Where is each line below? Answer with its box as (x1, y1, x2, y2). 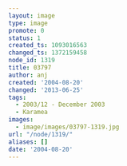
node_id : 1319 (8, 57, 56, 65)
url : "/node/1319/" (8, 130, 73, 138)
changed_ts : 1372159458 (8, 49, 88, 57)
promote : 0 (8, 26, 45, 34)
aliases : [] (8, 137, 48, 146)
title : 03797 (8, 64, 52, 72)
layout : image (8, 11, 56, 20)
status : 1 (8, 34, 42, 42)
